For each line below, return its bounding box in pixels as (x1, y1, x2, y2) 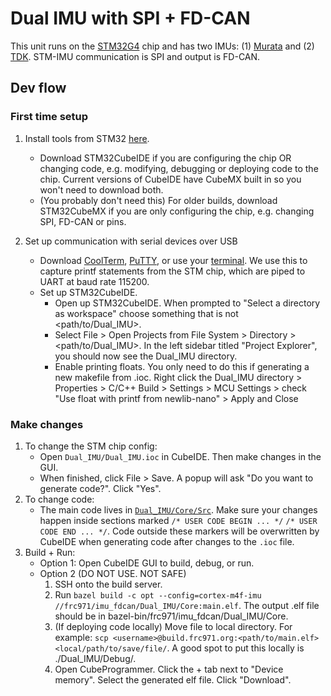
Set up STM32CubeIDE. (39, 286, 138, 298)
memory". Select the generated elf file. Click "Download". (54, 673, 292, 686)
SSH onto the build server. (54, 578, 163, 590)
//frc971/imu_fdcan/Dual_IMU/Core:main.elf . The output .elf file (54, 599, 320, 611)
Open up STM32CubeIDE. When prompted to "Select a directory (54, 297, 321, 309)
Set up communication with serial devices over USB (24, 235, 238, 247)
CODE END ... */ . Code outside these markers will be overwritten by (39, 525, 320, 537)
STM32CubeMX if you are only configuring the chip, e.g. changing (39, 205, 315, 217)
